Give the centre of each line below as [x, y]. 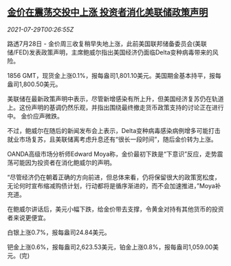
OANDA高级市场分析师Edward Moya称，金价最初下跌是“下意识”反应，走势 [112, 154]
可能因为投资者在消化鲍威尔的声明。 [64, 162]
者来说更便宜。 [28, 217]
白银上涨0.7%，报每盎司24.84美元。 [59, 232]
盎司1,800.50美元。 [34, 84]
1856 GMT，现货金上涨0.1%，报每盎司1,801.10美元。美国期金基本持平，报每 [114, 75]
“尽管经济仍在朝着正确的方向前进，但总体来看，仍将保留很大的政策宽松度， [114, 177]
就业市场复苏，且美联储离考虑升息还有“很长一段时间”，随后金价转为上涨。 [112, 139]
